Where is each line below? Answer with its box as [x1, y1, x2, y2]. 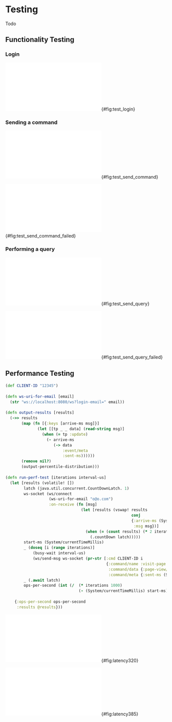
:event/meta [62, 448, 88, 453]
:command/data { [108, 567, 143, 572]
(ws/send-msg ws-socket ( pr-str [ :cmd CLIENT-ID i [32, 556, 143, 561]
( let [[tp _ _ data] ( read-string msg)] [37, 427, 125, 432]
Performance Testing [5, 369, 75, 377]
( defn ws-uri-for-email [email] [5, 394, 74, 399]
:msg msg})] [133, 523, 159, 528]
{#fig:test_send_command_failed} [5, 232, 76, 239]
